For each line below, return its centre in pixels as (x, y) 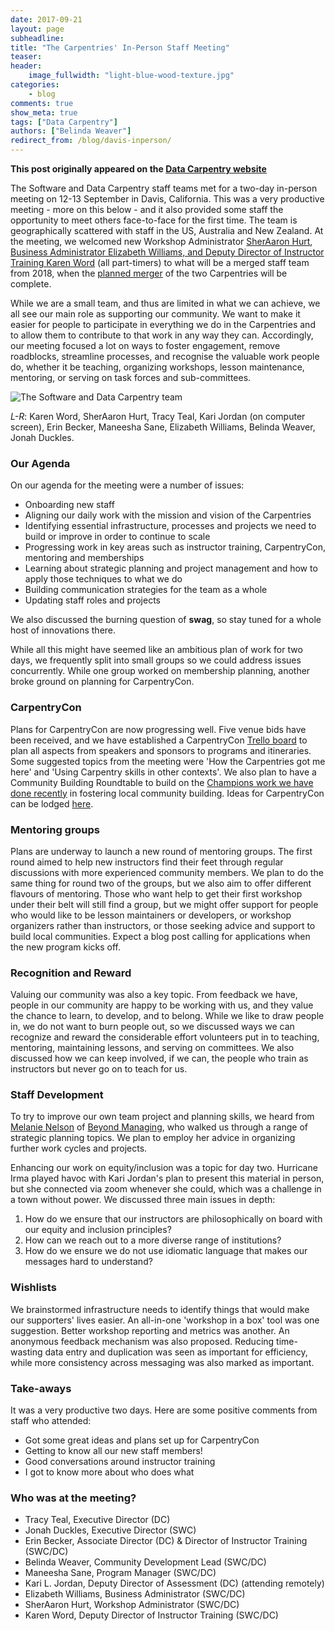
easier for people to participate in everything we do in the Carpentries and (163, 324)
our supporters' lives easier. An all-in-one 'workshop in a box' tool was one (165, 1320)
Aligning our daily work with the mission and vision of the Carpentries (168, 515)
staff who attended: (51, 1421)
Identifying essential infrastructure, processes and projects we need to (170, 526)
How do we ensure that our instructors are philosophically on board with (173, 1219)
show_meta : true (44, 112)
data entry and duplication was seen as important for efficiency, (176, 1352)
